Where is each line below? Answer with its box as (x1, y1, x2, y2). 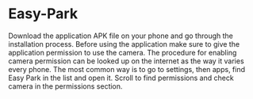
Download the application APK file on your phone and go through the (8, 31, 234, 40)
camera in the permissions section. (8, 81, 123, 91)
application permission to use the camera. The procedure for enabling (8, 48, 237, 57)
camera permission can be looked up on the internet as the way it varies (8, 56, 244, 66)
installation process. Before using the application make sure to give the (8, 39, 240, 48)
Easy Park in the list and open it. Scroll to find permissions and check (8, 73, 234, 82)
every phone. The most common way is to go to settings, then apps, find (8, 64, 246, 74)
